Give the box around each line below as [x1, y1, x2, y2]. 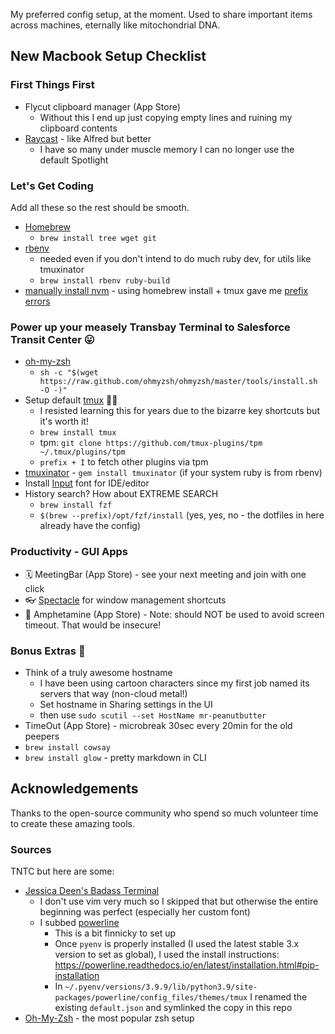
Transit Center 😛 [10, 332, 95, 346]
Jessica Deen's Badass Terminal [24, 884, 160, 896]
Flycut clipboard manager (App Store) [24, 100, 181, 113]
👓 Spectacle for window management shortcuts [24, 594, 227, 606]
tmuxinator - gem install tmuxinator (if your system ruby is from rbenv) [24, 467, 323, 479]
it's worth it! [39, 415, 89, 428]
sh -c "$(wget [39, 368, 99, 378]
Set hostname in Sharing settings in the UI [39, 698, 213, 710]
